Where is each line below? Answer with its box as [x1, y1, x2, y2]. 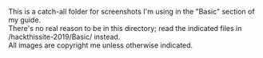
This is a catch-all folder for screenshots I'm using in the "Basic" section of [8, 7, 255, 16]
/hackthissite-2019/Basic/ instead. [8, 32, 121, 41]
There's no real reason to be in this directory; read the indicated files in [8, 24, 242, 33]
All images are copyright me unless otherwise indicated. [8, 41, 193, 50]
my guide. [8, 15, 42, 25]
